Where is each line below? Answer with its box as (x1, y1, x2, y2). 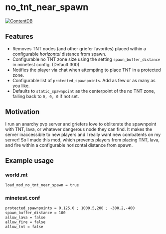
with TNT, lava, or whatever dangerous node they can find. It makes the (5, 126, 153, 132)
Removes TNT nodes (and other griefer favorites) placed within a (12, 45, 146, 51)
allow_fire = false (5, 220, 46, 225)
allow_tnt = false (5, 224, 43, 229)
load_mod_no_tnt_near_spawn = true (5, 183, 79, 188)
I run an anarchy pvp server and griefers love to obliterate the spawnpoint (5, 121, 157, 127)
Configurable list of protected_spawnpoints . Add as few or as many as (12, 77, 156, 83)
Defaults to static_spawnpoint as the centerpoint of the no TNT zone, (12, 88, 156, 94)
